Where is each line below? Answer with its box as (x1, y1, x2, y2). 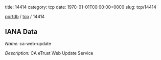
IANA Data (5, 28, 38, 36)
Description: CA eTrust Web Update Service (5, 50, 93, 56)
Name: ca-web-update (5, 40, 51, 46)
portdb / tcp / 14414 (5, 14, 45, 19)
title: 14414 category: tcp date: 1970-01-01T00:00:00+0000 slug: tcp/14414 (5, 4, 157, 10)
